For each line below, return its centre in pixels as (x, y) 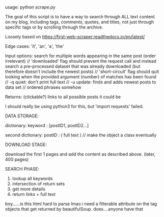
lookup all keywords (32, 179)
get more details (29, 189)
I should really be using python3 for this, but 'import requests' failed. (74, 106)
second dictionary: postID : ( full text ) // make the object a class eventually (81, 135)
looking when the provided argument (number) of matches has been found (81, 77)
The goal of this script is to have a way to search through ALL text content (80, 17)
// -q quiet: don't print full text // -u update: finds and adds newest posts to (81, 82)
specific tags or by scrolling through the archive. (54, 27)
